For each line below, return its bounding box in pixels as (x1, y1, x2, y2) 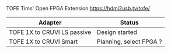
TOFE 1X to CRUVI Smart (9, 37, 78, 46)
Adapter (39, 18, 62, 26)
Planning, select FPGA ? (96, 37, 162, 46)
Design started (96, 28, 137, 36)
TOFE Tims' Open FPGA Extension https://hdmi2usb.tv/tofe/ (6, 5, 150, 12)
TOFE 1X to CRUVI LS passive (9, 28, 92, 36)
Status (120, 18, 139, 26)
